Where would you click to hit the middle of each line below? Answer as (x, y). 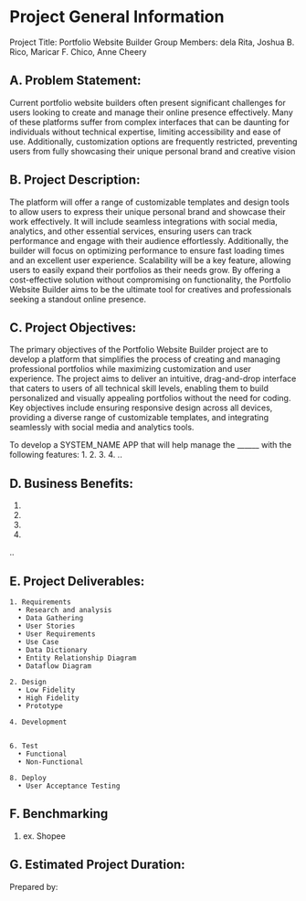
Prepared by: (34, 886)
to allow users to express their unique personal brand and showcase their (148, 211)
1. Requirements (40, 602)
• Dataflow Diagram (55, 666)
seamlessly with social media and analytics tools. (102, 428)
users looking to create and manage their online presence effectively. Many (152, 112)
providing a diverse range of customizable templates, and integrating (139, 418)
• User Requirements (57, 634)
